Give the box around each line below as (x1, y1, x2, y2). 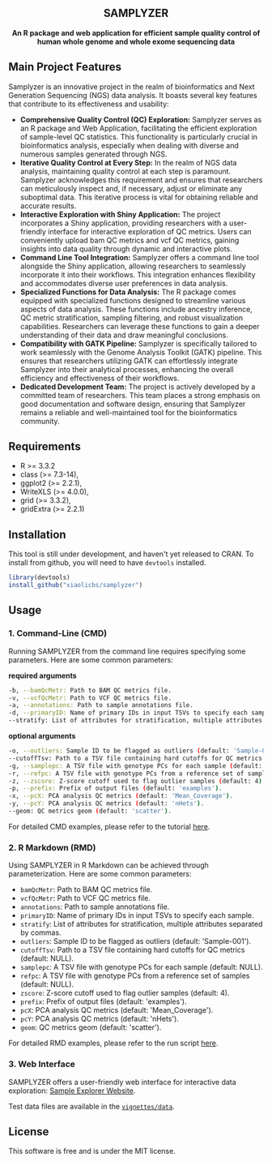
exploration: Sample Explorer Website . (8, 1086, 136, 1096)
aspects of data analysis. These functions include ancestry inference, (19, 304, 253, 314)
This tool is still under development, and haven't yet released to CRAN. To (8, 549, 254, 559)
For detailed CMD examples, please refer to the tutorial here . (8, 821, 210, 831)
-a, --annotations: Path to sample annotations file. (8, 701, 194, 710)
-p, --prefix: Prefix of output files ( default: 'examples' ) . (8, 784, 223, 793)
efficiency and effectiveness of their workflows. (19, 373, 180, 383)
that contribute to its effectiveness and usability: (8, 99, 169, 109)
